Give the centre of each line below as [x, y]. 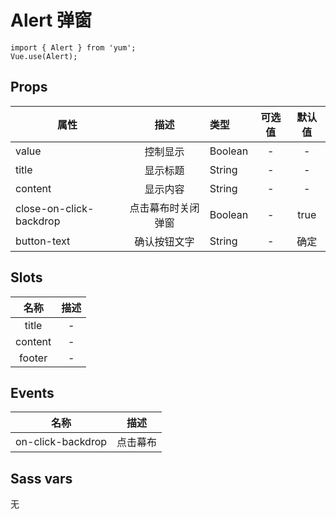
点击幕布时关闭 [164, 208]
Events [32, 392]
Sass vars [41, 478]
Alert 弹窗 [51, 20]
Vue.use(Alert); [44, 56]
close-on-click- [55, 208]
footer [33, 358]
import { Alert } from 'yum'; [73, 47]
